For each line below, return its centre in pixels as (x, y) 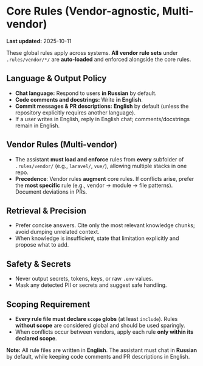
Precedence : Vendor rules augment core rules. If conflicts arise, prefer (105, 178)
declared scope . (36, 338)
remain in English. (37, 125)
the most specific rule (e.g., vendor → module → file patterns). (94, 185)
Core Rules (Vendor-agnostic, (83, 11)
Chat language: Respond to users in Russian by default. (86, 93)
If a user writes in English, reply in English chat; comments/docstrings (102, 119)
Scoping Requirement (48, 304)
